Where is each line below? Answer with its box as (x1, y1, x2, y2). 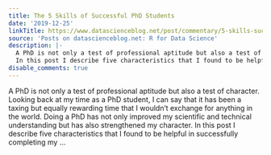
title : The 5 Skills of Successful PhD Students (8, 11, 175, 20)
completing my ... (8, 137, 66, 147)
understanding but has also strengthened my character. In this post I (8, 120, 236, 129)
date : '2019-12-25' (8, 19, 74, 27)
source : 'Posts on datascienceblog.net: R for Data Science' (8, 34, 219, 43)
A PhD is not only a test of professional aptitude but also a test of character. (8, 86, 260, 96)
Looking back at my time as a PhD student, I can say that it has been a (8, 94, 242, 104)
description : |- (8, 42, 63, 50)
